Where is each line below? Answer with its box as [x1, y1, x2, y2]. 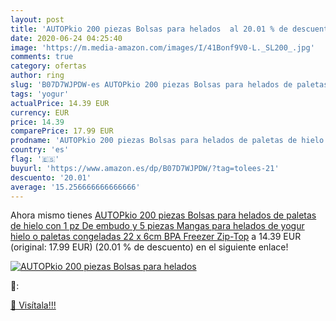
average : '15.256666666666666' [10, 182, 141, 192]
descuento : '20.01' [10, 172, 92, 183]
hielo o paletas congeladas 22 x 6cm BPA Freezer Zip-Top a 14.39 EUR [10, 231, 302, 243]
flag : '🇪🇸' [10, 154, 60, 164]
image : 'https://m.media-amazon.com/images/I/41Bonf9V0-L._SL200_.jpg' [10, 42, 315, 53]
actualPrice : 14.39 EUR [10, 98, 110, 108]
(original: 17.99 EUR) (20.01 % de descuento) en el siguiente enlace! [10, 241, 289, 253]
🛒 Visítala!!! [10, 299, 57, 311]
